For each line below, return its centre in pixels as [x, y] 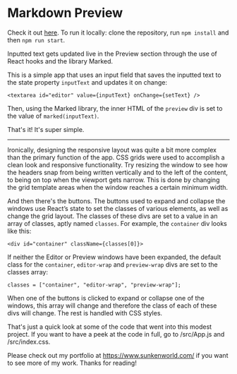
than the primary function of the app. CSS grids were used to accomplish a [116, 157]
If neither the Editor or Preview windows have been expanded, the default [114, 257]
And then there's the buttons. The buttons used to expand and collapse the [116, 201]
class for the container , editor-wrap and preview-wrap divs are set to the [113, 264]
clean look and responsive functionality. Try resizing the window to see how [117, 164]
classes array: [28, 272]
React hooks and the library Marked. [60, 61]
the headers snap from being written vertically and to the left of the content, [117, 172]
